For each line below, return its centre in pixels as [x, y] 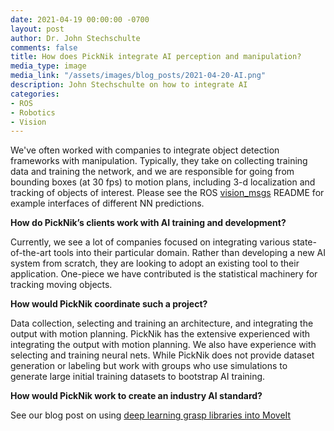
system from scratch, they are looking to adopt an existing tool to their [155, 263]
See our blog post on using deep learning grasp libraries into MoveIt [151, 415]
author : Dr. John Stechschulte [75, 38]
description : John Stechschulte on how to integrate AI [129, 85]
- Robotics [33, 112]
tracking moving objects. [61, 285]
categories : [35, 94]
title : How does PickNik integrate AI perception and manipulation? [156, 57]
